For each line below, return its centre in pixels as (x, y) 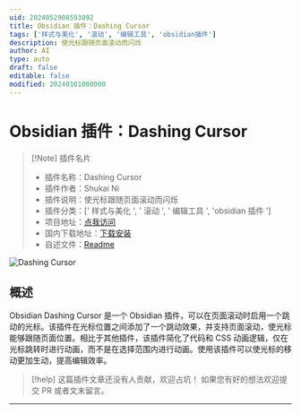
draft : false (34, 68)
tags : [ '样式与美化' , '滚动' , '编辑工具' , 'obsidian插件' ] (113, 34)
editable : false (39, 76)
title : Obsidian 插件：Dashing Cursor (80, 26)
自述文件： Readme (79, 244)
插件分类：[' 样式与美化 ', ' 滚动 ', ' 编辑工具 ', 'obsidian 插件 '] (158, 211)
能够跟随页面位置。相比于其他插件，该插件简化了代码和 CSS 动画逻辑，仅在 (149, 338)
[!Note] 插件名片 (61, 158)
